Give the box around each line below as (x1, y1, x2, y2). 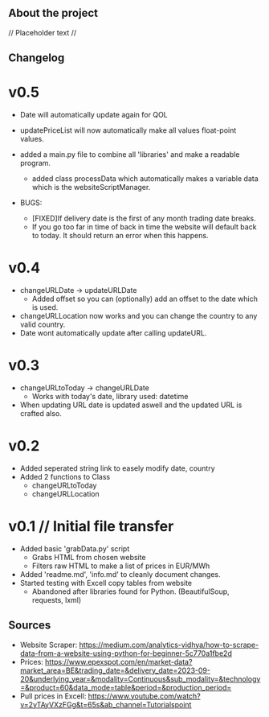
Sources (8, 619, 51, 633)
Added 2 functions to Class (19, 472, 111, 481)
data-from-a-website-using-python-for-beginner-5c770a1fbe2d (19, 648, 233, 658)
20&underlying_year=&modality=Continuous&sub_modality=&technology (19, 674, 261, 683)
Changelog (8, 52, 65, 65)
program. (19, 159, 51, 168)
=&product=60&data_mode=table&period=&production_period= (19, 682, 232, 692)
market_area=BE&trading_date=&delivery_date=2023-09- (19, 665, 211, 675)
